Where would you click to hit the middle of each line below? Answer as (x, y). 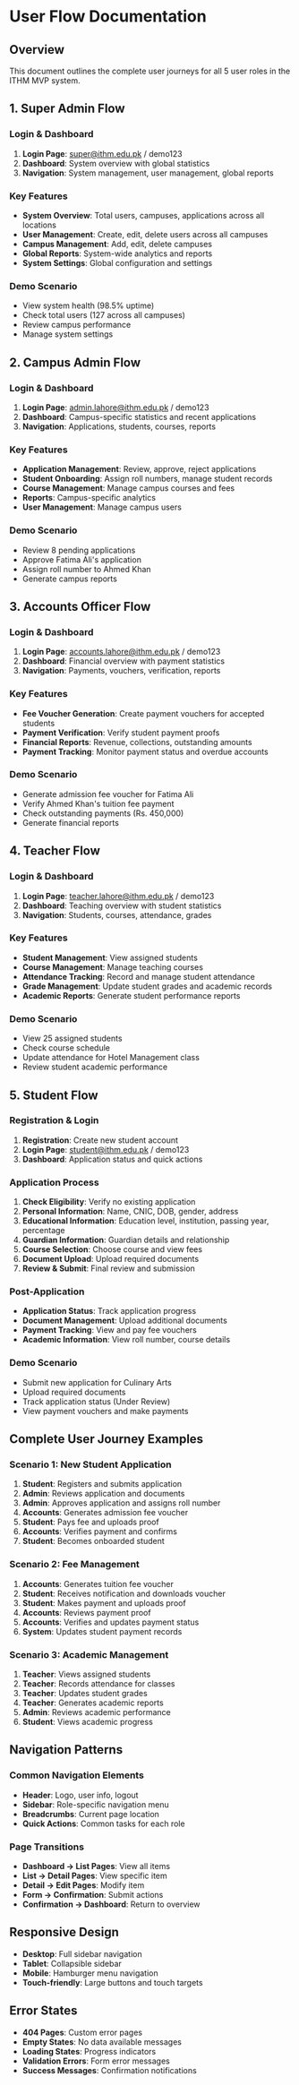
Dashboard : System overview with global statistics (116, 163)
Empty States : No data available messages (102, 2042)
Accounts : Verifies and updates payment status (111, 1622)
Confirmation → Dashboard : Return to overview (111, 1904)
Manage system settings (68, 334)
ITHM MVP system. (45, 81)
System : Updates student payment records (102, 1631)
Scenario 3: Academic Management (89, 1654)
